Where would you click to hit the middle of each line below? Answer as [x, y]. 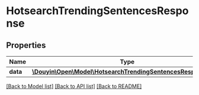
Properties [26, 45]
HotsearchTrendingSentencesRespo [97, 11]
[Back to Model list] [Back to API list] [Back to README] [74, 86]
